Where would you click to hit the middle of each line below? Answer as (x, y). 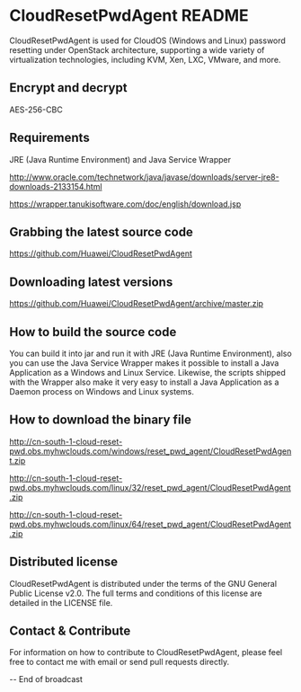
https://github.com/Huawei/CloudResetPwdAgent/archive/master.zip (136, 304)
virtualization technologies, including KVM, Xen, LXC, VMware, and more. (145, 59)
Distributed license (64, 562)
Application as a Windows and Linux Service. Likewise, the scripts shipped (147, 373)
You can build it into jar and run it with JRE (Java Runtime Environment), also (150, 353)
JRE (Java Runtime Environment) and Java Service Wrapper (120, 159)
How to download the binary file (100, 420)
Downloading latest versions (91, 282)
